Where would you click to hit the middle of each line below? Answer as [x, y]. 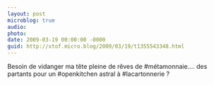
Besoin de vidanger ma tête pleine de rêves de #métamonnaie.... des [107, 66]
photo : [17, 33]
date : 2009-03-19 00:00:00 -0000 [57, 40]
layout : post [26, 14]
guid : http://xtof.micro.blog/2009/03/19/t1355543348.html [96, 46]
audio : [17, 27]
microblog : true [31, 20]
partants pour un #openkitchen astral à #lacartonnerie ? [89, 74]
